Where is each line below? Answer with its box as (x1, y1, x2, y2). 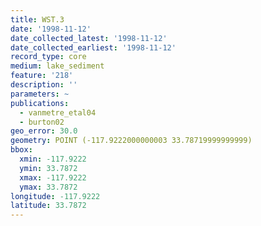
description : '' (10, 80, 78, 90)
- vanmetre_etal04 (19, 107, 97, 118)
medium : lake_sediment (10, 61, 105, 71)
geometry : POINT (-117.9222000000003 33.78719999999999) (10, 136, 253, 146)
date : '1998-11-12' (10, 24, 92, 34)
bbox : (10, 145, 33, 155)
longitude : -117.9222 (10, 191, 101, 201)
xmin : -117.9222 (19, 154, 87, 164)
